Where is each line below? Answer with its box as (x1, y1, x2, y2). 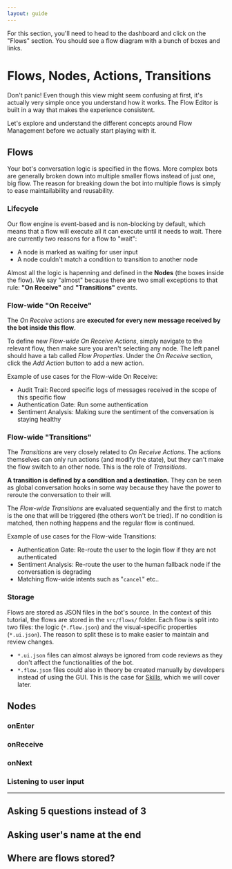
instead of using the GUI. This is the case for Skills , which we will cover (17, 673, 220, 681)
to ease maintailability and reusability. (7, 187, 115, 195)
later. (17, 680, 32, 689)
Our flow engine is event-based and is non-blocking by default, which (7, 219, 206, 228)
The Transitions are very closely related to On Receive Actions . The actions (7, 448, 222, 456)
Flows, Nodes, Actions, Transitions (7, 68, 212, 84)
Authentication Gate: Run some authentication (17, 400, 148, 409)
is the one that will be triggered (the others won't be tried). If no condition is (7, 512, 223, 520)
